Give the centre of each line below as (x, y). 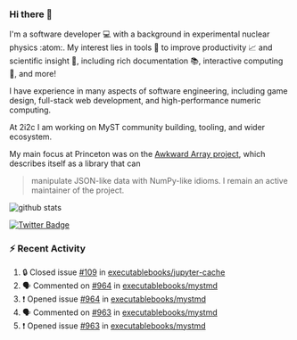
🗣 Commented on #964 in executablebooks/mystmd (120, 286)
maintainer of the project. (78, 190)
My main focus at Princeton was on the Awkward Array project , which (137, 154)
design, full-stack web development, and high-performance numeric (135, 101)
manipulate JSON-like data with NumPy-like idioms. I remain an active (159, 181)
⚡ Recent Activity (48, 249)
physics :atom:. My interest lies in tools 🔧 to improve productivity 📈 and (141, 47)
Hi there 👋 (31, 14)
